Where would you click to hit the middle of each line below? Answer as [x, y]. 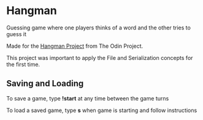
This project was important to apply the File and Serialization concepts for [100, 58]
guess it [16, 34]
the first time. [23, 64]
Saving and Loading [45, 84]
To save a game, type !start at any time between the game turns [88, 98]
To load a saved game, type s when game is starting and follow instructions [102, 110]
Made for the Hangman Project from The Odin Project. [75, 46]
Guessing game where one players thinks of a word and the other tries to [99, 28]
